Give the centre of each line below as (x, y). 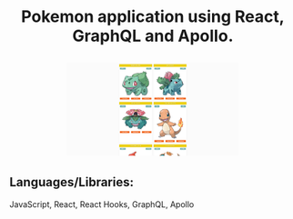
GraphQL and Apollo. (153, 36)
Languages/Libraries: (72, 182)
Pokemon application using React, (153, 17)
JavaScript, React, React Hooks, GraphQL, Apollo (102, 204)
